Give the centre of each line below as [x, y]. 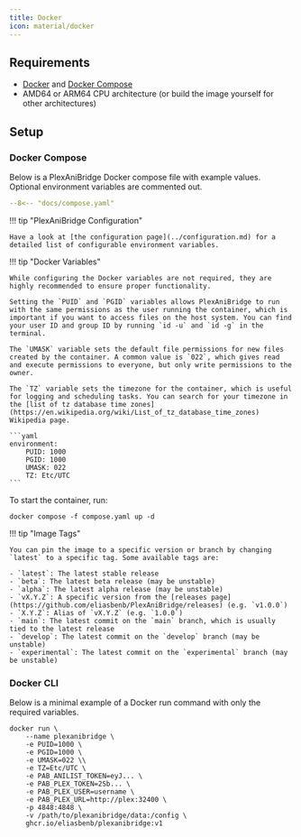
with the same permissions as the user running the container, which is [149, 309]
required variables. [44, 713]
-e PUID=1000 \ [54, 745]
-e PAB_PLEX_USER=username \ [80, 792]
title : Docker [36, 18]
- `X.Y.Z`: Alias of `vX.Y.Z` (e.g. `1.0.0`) [96, 613]
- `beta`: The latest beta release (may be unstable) [113, 581]
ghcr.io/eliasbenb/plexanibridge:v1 [95, 823]
